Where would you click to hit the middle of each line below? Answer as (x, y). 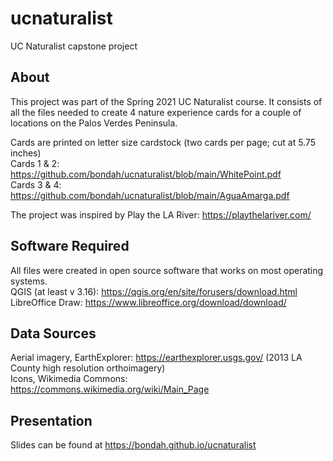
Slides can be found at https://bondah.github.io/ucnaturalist (133, 445)
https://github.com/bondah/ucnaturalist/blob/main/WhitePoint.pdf (146, 174)
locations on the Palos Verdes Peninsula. (94, 123)
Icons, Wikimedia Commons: (69, 379)
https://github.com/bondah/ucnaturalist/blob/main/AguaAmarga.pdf (150, 195)
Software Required (70, 246)
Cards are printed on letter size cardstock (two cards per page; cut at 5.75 (163, 142)
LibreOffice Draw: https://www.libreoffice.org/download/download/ (148, 302)
